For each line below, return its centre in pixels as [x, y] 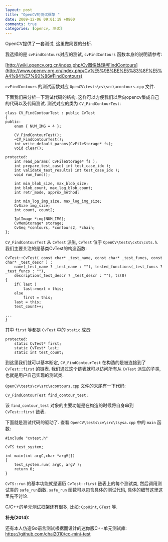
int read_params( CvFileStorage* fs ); [56, 162]
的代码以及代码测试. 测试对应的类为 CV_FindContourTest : [63, 103]
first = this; [38, 298]
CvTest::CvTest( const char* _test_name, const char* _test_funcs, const [84, 258]
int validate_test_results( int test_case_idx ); [67, 170]
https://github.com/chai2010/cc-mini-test [48, 534]
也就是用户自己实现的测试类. [35, 375]
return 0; [25, 469]
